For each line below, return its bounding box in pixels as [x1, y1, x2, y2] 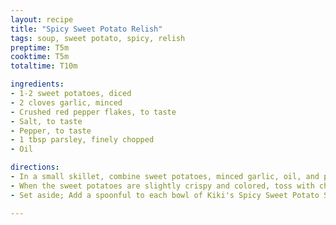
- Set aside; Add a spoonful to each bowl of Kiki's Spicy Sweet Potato [10, 190, 320, 200]
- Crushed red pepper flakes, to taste [10, 107, 177, 117]
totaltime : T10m [10, 61, 78, 71]
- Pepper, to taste [10, 126, 92, 136]
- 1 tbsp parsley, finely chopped [10, 135, 155, 145]
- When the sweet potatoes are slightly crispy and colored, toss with [10, 181, 315, 191]
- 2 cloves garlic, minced [10, 97, 123, 108]
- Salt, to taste [10, 116, 83, 126]
